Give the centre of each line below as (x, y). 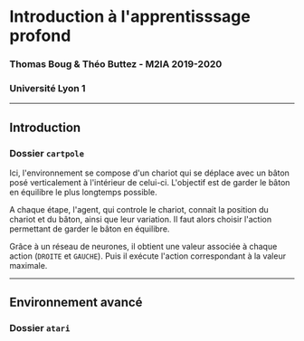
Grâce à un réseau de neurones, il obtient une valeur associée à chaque (143, 247)
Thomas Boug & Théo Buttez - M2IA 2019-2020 (116, 64)
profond (40, 36)
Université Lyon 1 (47, 89)
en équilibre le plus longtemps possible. (84, 193)
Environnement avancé (76, 303)
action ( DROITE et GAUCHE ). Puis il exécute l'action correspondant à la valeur (148, 256)
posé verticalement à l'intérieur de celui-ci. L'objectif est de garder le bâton (150, 183)
